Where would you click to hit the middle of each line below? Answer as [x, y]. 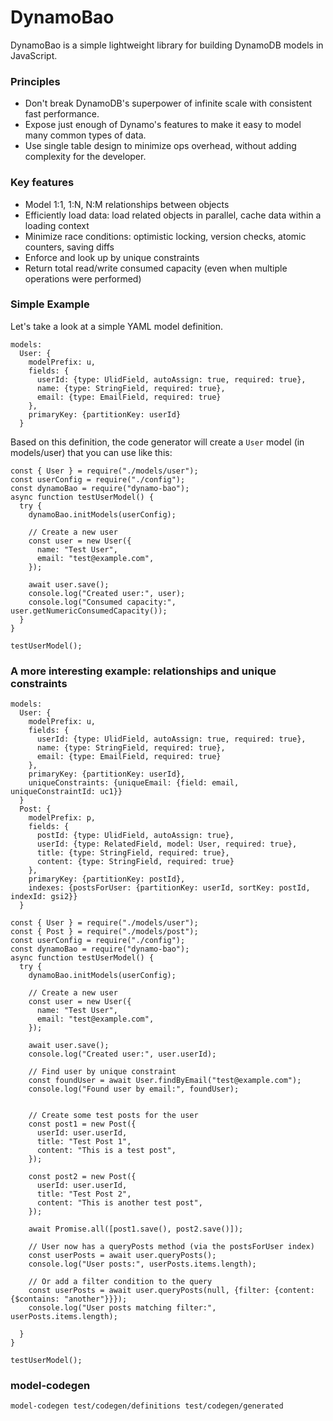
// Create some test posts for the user [113, 1116]
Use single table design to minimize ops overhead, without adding [160, 146]
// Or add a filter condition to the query [120, 1282]
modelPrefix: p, [62, 818]
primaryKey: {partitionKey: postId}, [107, 879]
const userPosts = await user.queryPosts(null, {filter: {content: [171, 1291]
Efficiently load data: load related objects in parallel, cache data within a [173, 215]
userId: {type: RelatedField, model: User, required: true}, [167, 844]
